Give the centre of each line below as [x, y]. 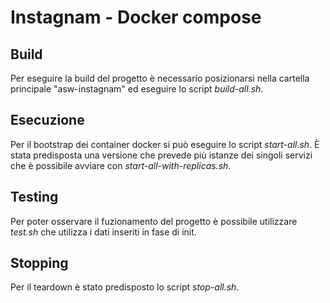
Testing [34, 197]
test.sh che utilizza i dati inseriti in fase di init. [103, 232]
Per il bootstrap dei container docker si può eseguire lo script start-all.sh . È [165, 144]
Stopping [39, 263]
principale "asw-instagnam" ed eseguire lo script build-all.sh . [137, 89]
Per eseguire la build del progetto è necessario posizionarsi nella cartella [160, 78]
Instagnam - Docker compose [136, 17]
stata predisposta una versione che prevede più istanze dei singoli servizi [161, 155]
